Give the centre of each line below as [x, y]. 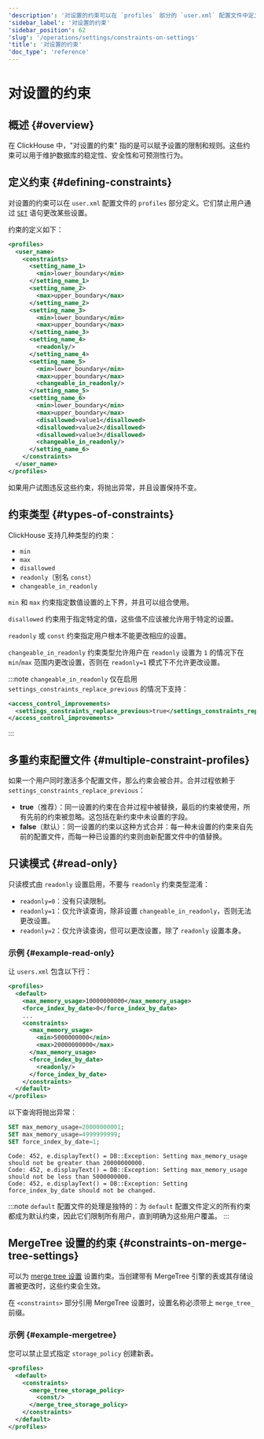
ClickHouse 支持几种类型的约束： [62, 535]
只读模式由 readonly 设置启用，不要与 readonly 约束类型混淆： [109, 884]
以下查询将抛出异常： [42, 1112]
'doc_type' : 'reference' [49, 52]
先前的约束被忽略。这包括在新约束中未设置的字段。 [109, 817]
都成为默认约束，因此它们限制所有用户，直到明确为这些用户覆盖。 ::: [119, 1216]
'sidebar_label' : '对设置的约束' [59, 23]
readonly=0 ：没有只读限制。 [65, 901]
